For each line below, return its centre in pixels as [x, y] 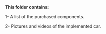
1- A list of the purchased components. [45, 17]
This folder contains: [27, 7]
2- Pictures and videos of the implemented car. [53, 26]
